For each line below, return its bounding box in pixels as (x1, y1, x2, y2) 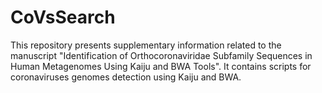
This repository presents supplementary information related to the (10, 39, 282, 51)
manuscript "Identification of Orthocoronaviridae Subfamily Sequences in (10, 49, 313, 61)
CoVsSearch (10, 6, 116, 29)
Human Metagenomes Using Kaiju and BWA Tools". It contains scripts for (10, 60, 312, 72)
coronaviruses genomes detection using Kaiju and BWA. (10, 71, 242, 83)
